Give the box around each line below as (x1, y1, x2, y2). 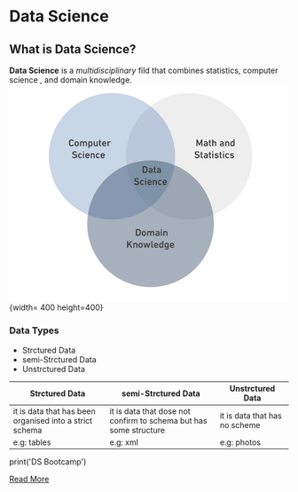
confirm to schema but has (109, 415, 208, 425)
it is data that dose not (109, 406, 191, 417)
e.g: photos (219, 437, 262, 448)
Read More (9, 473, 50, 485)
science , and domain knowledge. (9, 75, 133, 85)
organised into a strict (12, 415, 93, 425)
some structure (109, 425, 166, 435)
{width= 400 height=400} (9, 302, 104, 313)
